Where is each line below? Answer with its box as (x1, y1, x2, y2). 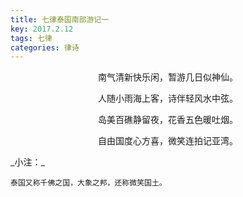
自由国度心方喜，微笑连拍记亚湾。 (98, 135, 238, 147)
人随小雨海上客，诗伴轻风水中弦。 (98, 92, 238, 105)
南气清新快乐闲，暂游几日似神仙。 (98, 71, 238, 83)
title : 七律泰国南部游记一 (10, 14, 110, 25)
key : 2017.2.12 (10, 24, 74, 34)
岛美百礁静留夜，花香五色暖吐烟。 (98, 114, 238, 126)
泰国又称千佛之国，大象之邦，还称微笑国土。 (10, 178, 167, 188)
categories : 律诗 (10, 42, 80, 53)
